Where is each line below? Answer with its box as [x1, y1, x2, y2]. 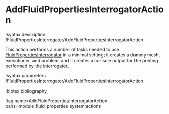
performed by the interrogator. [5, 63, 69, 69]
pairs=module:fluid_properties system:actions [5, 103, 102, 109]
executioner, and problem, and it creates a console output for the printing [5, 57, 158, 63]
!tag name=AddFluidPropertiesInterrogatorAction [5, 98, 108, 104]
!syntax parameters [5, 72, 46, 78]
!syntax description [5, 31, 46, 37]
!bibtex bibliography [5, 88, 47, 94]
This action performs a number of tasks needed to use [5, 46, 119, 52]
